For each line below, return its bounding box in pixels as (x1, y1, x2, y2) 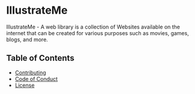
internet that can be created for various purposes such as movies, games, (6, 29, 189, 36)
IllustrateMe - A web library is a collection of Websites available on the (6, 23, 181, 30)
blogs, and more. (6, 36, 48, 43)
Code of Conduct (14, 75, 58, 82)
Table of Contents (6, 53, 75, 63)
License (14, 82, 35, 89)
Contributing (14, 69, 46, 76)
